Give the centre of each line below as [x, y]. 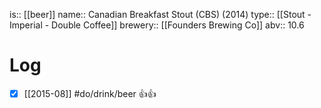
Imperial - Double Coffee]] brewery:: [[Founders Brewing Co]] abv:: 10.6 [157, 25]
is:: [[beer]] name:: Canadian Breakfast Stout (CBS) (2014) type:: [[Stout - [160, 14]
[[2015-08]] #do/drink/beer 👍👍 [90, 93]
